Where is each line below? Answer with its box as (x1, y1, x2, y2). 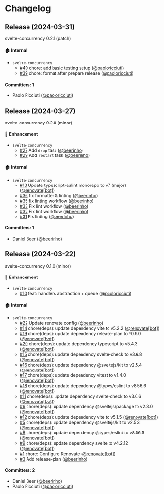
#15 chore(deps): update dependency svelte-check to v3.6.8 (19, 351, 142, 357)
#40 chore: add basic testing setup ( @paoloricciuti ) (19, 65, 124, 71)
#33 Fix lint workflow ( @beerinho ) (19, 203, 89, 209)
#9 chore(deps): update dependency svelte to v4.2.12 (19, 440, 128, 446)
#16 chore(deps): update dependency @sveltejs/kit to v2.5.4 (19, 362, 142, 368)
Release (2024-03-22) (5, 250, 76, 258)
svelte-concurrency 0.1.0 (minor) (5, 263, 71, 269)
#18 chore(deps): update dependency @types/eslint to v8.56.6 (19, 383, 146, 389)
